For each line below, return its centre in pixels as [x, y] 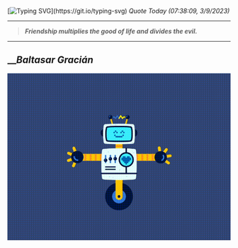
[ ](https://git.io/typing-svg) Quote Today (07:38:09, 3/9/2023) [119, 11]
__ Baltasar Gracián [50, 60]
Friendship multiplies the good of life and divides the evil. [111, 31]
